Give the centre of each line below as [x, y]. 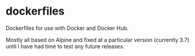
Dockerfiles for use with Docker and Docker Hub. [67, 28]
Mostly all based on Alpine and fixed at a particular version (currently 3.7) [97, 40]
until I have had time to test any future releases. [65, 46]
